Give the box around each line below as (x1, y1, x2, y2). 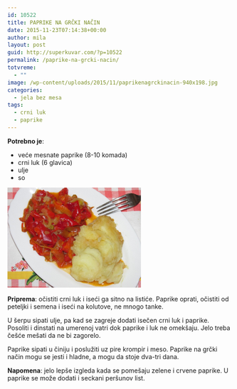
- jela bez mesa (14, 94, 62, 101)
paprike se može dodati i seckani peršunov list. (7, 373, 145, 382)
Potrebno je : (7, 137, 44, 145)
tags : (7, 102, 23, 109)
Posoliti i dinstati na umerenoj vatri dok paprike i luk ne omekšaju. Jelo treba (7, 324, 231, 332)
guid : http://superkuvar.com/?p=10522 (7, 49, 122, 56)
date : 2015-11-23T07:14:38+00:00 (7, 26, 107, 33)
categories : (7, 86, 43, 94)
